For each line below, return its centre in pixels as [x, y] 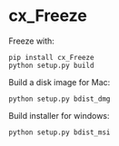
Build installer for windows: [59, 115]
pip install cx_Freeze [51, 57]
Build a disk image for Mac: [59, 82]
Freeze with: [32, 41]
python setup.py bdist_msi [59, 132]
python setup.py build [51, 65]
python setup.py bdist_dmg [59, 99]
